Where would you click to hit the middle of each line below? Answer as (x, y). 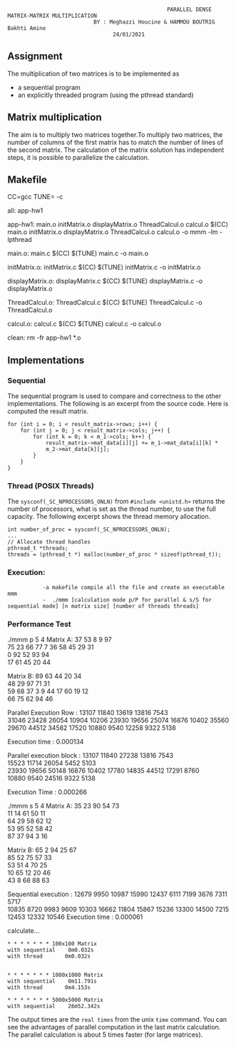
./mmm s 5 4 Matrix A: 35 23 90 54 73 (63, 806)
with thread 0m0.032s (49, 956)
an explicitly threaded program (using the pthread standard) (106, 95)
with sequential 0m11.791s (52, 981)
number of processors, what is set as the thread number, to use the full (112, 509)
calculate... (24, 931)
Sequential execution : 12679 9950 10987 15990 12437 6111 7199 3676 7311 (117, 894)
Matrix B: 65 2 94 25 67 (42, 850)
